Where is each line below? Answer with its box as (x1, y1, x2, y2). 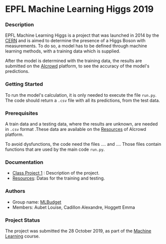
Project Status (5, 217, 41, 224)
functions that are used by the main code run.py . (5, 146, 105, 152)
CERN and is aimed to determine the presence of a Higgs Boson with (5, 38, 146, 44)
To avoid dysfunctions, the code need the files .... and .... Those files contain (5, 141, 162, 147)
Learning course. (5, 233, 40, 239)
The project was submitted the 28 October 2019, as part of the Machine (5, 228, 152, 234)
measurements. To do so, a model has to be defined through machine (5, 43, 148, 49)
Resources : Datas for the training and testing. (12, 175, 105, 182)
